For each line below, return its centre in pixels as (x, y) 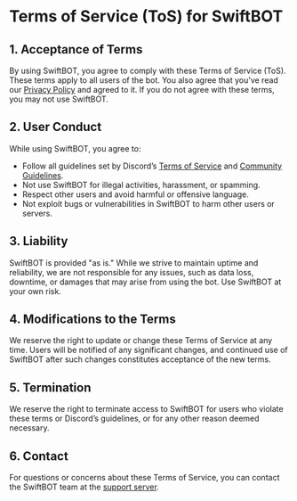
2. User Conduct (56, 127)
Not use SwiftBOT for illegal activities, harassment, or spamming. (141, 185)
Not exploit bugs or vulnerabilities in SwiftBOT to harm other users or (148, 203)
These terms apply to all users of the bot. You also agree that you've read (144, 80)
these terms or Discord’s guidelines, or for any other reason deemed (134, 419)
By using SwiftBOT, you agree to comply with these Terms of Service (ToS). (148, 70)
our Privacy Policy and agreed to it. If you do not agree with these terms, (142, 90)
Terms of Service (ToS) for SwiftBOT (146, 16)
